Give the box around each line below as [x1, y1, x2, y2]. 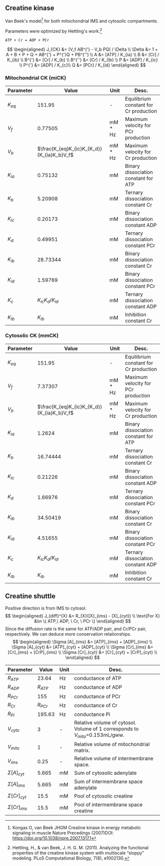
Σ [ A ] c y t [7, 769, 25, 777]
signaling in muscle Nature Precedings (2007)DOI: [12, 830, 114, 836]
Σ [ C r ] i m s [7, 804, 27, 812]
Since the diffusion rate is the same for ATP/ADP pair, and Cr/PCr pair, [5, 626, 147, 632]
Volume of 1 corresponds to [74, 725, 139, 732]
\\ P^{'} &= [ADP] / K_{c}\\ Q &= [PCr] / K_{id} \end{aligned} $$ [19, 62, 146, 68]
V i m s [7, 758, 18, 765]
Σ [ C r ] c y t [7, 792, 27, 800]
